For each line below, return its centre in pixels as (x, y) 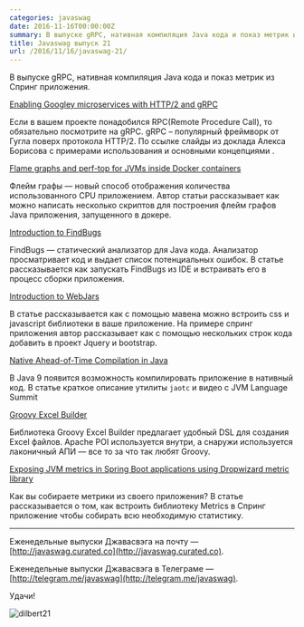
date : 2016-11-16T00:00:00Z (62, 26)
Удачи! (23, 596)
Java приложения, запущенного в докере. (90, 215)
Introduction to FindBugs (56, 233)
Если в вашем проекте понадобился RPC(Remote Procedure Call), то (141, 122)
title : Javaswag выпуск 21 (60, 43)
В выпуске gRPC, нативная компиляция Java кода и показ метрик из (142, 77)
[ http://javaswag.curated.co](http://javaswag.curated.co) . (117, 551)
